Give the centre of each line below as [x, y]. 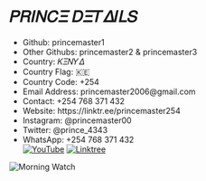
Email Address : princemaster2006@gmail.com [109, 91]
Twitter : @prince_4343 [65, 129]
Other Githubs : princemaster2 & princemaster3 [110, 52]
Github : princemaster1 [64, 42]
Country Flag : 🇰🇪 [56, 71]
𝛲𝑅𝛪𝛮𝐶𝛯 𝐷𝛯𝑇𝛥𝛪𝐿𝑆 [74, 17]
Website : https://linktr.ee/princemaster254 [101, 110]
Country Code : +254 [61, 81]
